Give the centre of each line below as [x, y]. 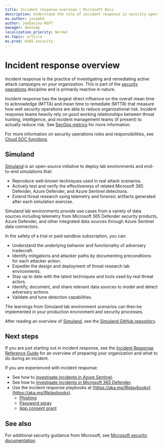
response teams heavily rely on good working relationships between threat [80, 114]
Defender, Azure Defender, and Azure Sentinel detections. [70, 191]
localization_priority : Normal [37, 32]
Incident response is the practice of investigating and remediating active [77, 79]
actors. [19, 281]
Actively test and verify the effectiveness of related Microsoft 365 [78, 186]
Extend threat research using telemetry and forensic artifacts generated [84, 196]
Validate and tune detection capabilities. [52, 297]
